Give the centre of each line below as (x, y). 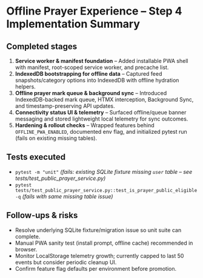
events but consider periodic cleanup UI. (66, 262)
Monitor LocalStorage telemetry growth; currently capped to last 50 (99, 256)
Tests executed (36, 157)
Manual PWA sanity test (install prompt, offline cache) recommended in (104, 243)
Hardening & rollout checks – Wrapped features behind (85, 125)
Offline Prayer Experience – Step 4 (95, 11)
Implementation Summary (73, 24)
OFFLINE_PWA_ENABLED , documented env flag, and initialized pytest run (101, 132)
